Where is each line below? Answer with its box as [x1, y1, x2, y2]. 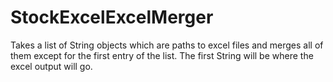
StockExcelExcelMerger [10, 6, 214, 29]
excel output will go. [10, 60, 93, 72]
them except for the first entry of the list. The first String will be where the [10, 49, 314, 61]
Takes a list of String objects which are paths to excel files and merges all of [10, 39, 324, 51]
